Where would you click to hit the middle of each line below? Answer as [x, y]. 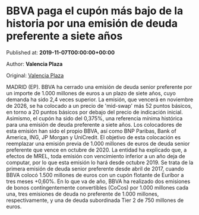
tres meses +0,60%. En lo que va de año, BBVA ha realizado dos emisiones [98, 181]
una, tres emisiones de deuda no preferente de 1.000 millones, [83, 194]
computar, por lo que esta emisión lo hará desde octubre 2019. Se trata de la [100, 162]
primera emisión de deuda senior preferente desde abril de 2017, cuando [95, 169]
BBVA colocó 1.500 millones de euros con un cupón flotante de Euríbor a [95, 175]
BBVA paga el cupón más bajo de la [95, 11]
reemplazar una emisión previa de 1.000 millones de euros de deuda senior [98, 143]
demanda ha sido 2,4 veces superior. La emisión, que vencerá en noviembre [100, 100]
